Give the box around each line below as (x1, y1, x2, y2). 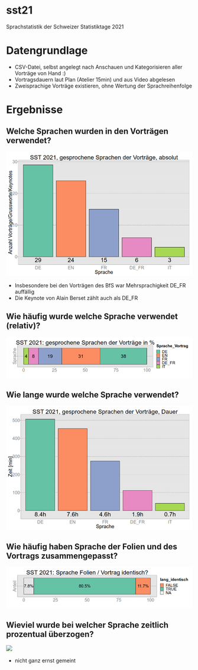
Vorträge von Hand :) (14, 69, 66, 77)
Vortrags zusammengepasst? (6, 551, 118, 561)
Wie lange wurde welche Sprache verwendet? (6, 390, 179, 400)
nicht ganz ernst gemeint (14, 657, 76, 664)
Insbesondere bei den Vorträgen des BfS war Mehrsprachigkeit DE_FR (14, 281, 186, 289)
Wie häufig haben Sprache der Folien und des (6, 542, 177, 552)
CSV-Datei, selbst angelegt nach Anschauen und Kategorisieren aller (14, 63, 183, 70)
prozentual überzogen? (6, 629, 95, 639)
